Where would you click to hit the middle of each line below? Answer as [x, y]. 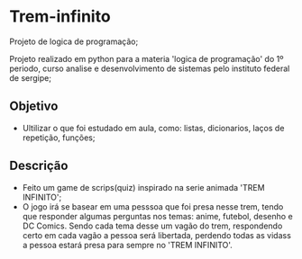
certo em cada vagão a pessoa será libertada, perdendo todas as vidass [156, 235]
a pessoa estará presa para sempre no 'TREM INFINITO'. [127, 245]
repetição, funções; [59, 138]
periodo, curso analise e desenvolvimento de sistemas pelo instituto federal [150, 68]
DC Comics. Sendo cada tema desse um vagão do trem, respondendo [152, 226]
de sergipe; [31, 77]
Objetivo [34, 107]
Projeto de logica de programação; [74, 41]
